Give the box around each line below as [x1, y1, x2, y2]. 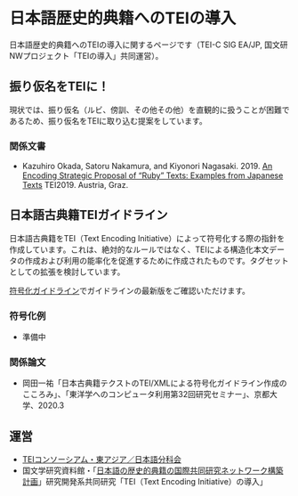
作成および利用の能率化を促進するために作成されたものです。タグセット [24, 255, 289, 265]
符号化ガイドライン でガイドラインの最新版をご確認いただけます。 [9, 285, 251, 296]
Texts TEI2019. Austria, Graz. [21, 180, 129, 191]
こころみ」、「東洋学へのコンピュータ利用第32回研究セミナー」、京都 [21, 389, 270, 400]
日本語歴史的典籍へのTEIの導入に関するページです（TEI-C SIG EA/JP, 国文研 [9, 39, 288, 50]
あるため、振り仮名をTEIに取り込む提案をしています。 [9, 115, 207, 126]
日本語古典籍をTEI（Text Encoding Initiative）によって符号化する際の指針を [9, 232, 286, 243]
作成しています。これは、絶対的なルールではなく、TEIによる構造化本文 [9, 244, 270, 255]
